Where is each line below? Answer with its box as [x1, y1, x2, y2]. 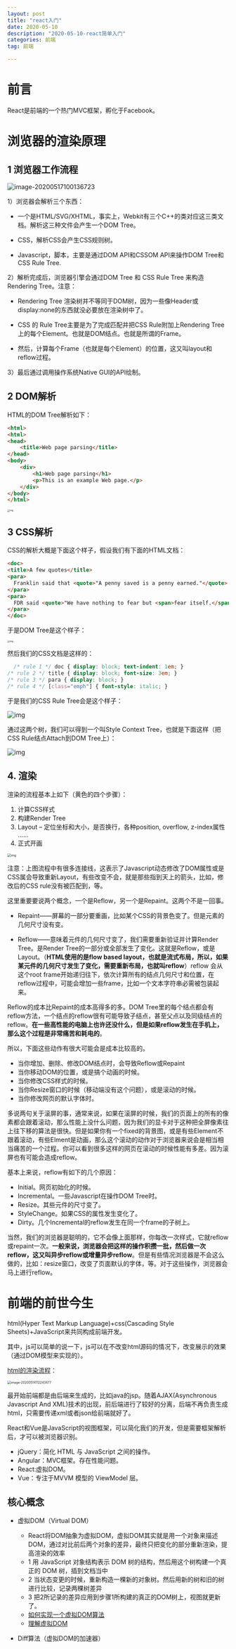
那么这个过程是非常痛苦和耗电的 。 [7, 1029, 106, 1037]
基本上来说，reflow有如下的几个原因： [7, 1168, 118, 1176]
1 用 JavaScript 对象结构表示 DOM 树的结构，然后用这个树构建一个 [27, 1558, 221, 1566]
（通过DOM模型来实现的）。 [7, 1351, 87, 1359]
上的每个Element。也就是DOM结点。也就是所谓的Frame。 [17, 329, 185, 337]
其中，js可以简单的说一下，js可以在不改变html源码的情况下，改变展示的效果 [7, 1342, 227, 1350]
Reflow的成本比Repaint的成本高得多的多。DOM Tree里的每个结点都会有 [7, 1002, 214, 1011]
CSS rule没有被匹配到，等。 [25, 881, 107, 890]
